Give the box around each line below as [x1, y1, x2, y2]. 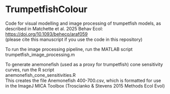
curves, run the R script [5, 67, 54, 73]
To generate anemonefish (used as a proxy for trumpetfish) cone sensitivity [5, 61, 163, 67]
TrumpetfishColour [5, 4, 88, 15]
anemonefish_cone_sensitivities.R [5, 72, 76, 78]
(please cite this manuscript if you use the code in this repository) [5, 36, 143, 42]
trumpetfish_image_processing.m [5, 52, 75, 58]
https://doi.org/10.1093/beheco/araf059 [5, 31, 88, 37]
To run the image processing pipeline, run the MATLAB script [5, 46, 133, 52]
